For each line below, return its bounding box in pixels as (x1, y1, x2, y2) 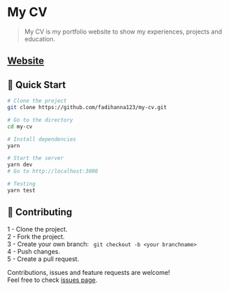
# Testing (7, 180, 36, 187)
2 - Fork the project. (7, 232, 65, 241)
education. (24, 34, 56, 43)
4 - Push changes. (7, 247, 61, 255)
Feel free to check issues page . (7, 276, 98, 284)
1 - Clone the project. (7, 225, 68, 233)
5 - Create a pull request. (7, 255, 80, 263)
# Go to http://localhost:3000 (7, 168, 98, 175)
